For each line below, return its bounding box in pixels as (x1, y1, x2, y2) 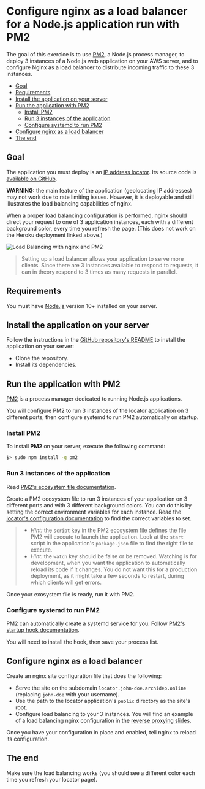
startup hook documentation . (6, 626, 80, 633)
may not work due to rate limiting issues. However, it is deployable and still (6, 193, 194, 201)
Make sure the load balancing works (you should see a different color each (6, 769, 195, 777)
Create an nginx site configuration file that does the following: (6, 672, 162, 679)
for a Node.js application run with (6, 17, 179, 31)
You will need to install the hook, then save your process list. (6, 638, 159, 645)
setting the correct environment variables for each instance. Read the (6, 508, 182, 515)
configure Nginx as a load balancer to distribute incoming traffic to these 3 (6, 63, 195, 71)
